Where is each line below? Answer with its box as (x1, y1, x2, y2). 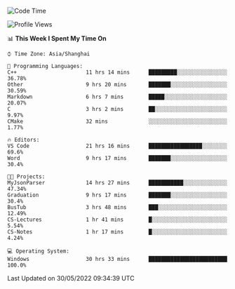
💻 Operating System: (7, 248, 70, 255)
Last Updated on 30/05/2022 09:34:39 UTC (7, 274, 135, 282)
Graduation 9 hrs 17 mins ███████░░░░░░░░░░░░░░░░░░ (7, 191, 228, 199)
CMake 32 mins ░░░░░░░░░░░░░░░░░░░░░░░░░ (7, 118, 228, 125)
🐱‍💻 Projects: (7, 173, 46, 180)
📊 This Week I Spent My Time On (7, 34, 107, 42)
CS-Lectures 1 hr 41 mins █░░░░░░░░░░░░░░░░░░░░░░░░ (7, 216, 228, 223)
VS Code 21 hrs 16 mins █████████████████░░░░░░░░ (7, 142, 228, 149)
